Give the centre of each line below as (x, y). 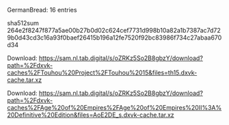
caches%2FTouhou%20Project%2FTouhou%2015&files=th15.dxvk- (102, 72)
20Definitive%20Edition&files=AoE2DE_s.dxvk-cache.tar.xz (91, 115)
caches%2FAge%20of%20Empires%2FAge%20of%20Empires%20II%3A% (114, 108)
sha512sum (23, 23)
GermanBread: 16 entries (42, 10)
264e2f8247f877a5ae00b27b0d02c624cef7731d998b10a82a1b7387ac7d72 (114, 30)
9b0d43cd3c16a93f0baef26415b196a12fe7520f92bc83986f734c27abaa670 (114, 38)
